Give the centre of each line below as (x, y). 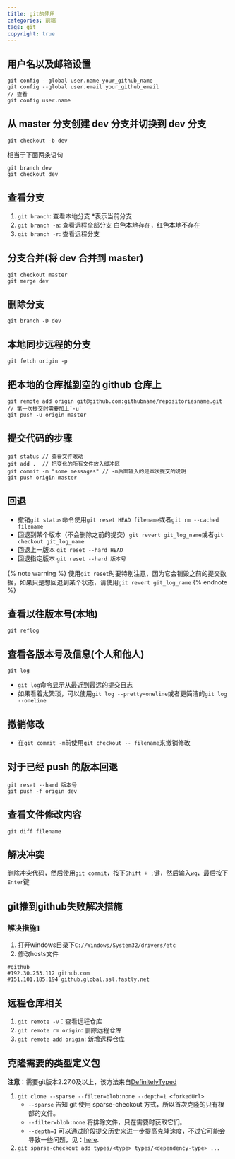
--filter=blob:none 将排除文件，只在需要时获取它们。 (107, 1122)
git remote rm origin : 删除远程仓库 (70, 1030)
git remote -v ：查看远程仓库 (60, 1021)
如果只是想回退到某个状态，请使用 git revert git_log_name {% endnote (123, 582)
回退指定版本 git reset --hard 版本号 (72, 558)
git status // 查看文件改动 (45, 457)
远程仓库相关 (35, 1003)
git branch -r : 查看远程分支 (59, 233)
